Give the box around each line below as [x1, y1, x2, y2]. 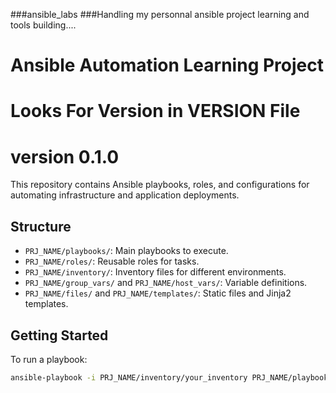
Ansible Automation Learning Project [10, 54, 324, 77]
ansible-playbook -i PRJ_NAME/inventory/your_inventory [10, 372, 248, 383]
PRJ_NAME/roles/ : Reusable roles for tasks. [24, 255, 200, 268]
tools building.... [10, 19, 77, 31]
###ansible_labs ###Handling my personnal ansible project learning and [10, 9, 310, 20]
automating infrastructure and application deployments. [10, 189, 240, 201]
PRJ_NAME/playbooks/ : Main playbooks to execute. [24, 245, 229, 257]
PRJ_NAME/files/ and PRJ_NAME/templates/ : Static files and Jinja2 [24, 287, 292, 299]
